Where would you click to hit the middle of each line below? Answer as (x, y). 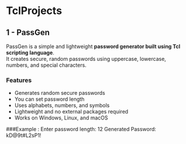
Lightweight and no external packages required (71, 112)
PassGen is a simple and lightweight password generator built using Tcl (93, 46)
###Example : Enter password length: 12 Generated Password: (81, 129)
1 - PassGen (28, 32)
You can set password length (49, 99)
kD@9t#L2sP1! (24, 135)
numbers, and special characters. (46, 65)
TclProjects (34, 11)
